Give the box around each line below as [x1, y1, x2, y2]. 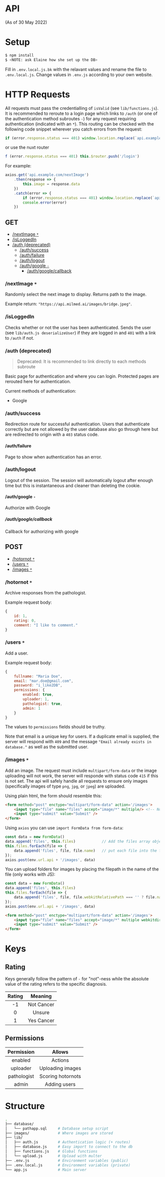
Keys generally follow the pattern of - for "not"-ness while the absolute [5, 976, 149, 982]
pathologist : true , [23, 701, 63, 706]
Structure [5, 1101, 45, 1112]
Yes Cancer [27, 1017, 55, 1024]
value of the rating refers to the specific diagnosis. [5, 981, 107, 987]
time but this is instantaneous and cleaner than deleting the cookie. [5, 483, 141, 488]
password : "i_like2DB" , [14, 683, 63, 688]
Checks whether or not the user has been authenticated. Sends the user [5, 324, 151, 330]
